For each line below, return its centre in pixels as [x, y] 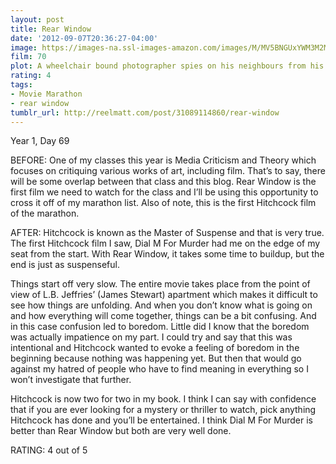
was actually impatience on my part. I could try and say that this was [151, 337]
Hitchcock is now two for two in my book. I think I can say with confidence [163, 399]
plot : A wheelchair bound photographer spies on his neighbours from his [167, 66]
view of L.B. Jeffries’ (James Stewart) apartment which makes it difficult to [164, 295]
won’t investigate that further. [71, 380]
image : [24, 47]
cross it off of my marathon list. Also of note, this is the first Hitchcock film [163, 203]
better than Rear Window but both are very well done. [121, 431]
